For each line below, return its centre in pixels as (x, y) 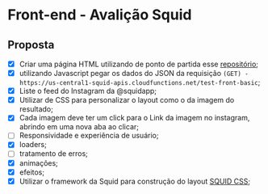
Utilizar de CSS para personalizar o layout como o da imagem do (127, 100)
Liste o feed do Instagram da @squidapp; (88, 91)
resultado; (36, 109)
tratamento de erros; (53, 154)
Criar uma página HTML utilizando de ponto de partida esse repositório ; (139, 64)
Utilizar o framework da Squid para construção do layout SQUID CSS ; (135, 181)
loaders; (33, 145)
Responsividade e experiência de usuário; (89, 136)
